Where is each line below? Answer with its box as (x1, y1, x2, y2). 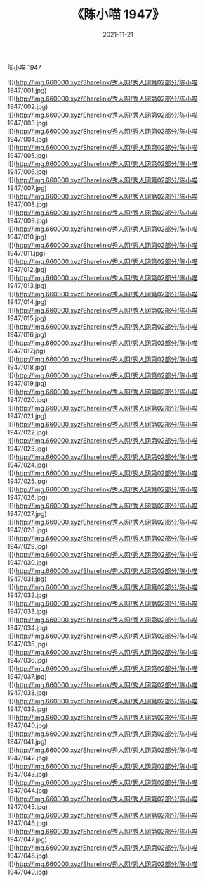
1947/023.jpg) (7, 444, 48, 453)
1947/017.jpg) (7, 346, 46, 355)
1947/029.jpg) (7, 541, 48, 550)
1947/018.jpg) (7, 363, 47, 371)
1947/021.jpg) (7, 411, 47, 420)
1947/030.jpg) (7, 558, 48, 567)
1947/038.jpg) (7, 688, 48, 697)
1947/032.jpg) (7, 591, 48, 599)
